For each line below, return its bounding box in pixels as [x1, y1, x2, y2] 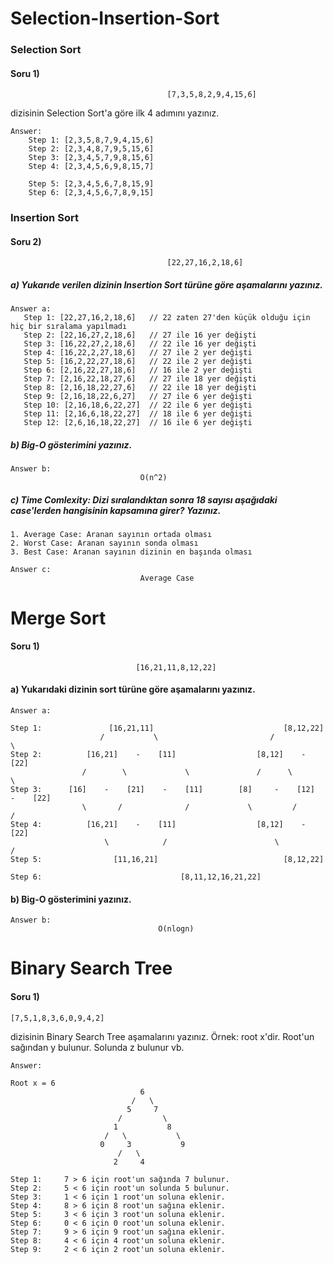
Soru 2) [10, 235, 42, 247]
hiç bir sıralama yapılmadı [10, 322, 128, 332]
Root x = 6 [10, 1078, 56, 1088]
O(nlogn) [158, 924, 195, 934]
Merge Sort [10, 607, 107, 629]
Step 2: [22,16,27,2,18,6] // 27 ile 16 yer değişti [23, 330, 257, 341]
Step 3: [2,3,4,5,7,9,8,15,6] [28, 153, 155, 163]
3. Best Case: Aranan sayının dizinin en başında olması [10, 547, 253, 557]
